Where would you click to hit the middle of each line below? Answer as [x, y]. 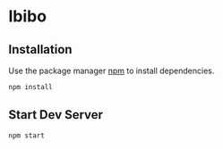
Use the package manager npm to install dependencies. [111, 70]
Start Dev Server [56, 115]
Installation [40, 50]
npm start [27, 136]
